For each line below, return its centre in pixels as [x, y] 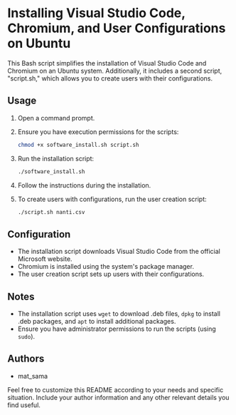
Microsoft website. [45, 259]
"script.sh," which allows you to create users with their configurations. [110, 78]
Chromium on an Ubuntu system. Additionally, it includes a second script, [115, 71]
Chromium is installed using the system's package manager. [106, 267]
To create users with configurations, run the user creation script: [112, 199]
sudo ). [26, 336]
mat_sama [33, 376]
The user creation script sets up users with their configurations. [111, 274]
